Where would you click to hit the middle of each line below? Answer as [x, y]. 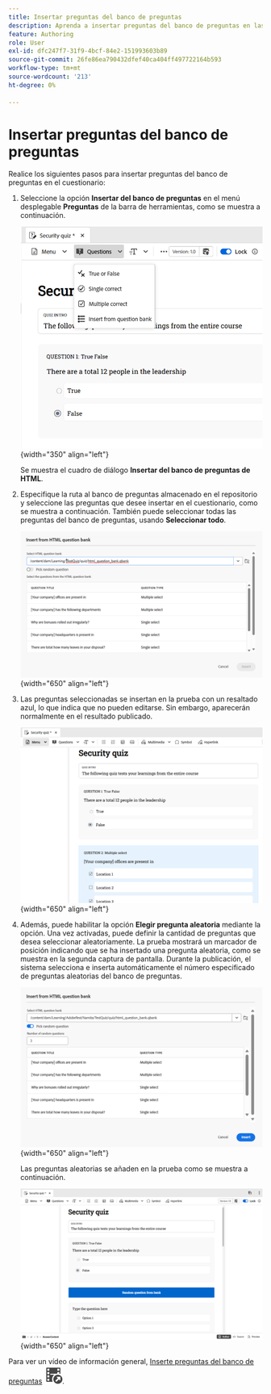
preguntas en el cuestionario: [57, 182]
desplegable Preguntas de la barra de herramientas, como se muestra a [140, 207]
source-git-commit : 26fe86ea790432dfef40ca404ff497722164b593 [115, 60]
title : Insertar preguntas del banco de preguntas [95, 17]
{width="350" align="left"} [64, 454]
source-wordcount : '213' [50, 77]
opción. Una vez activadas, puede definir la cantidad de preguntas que [138, 933]
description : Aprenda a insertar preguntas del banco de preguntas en [129, 25]
